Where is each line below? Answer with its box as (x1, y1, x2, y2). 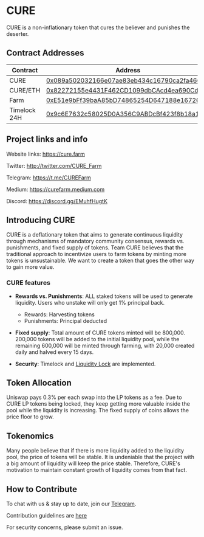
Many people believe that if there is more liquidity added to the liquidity (6, 447, 184, 454)
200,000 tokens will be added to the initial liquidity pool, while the (15, 335, 180, 342)
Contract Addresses (6, 48, 84, 58)
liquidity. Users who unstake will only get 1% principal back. (15, 299, 165, 306)
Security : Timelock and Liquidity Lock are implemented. (15, 360, 156, 367)
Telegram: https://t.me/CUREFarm (6, 174, 91, 181)
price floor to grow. (6, 413, 55, 420)
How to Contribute (6, 484, 78, 494)
